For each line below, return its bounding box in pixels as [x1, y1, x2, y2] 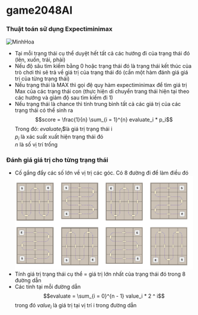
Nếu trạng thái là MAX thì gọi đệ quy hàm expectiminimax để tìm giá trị [14, 82, 187, 89]
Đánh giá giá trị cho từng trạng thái [6, 156, 108, 164]
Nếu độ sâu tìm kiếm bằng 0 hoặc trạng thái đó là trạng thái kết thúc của [14, 63, 191, 70]
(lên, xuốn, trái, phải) [14, 56, 66, 63]
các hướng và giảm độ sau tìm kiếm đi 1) [14, 94, 114, 101]
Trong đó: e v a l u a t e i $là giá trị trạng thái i [14, 126, 113, 134]
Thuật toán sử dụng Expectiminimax [6, 25, 113, 33]
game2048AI [6, 4, 73, 17]
